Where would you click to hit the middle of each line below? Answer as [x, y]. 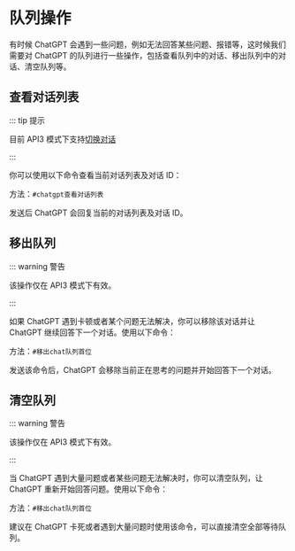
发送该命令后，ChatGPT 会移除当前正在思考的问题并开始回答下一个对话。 [143, 369]
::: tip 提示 [27, 120]
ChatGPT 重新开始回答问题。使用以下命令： [89, 489]
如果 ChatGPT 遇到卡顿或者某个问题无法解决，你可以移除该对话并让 [132, 321]
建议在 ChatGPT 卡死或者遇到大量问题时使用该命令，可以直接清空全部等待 [144, 527]
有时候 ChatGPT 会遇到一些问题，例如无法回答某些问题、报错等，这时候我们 [148, 44]
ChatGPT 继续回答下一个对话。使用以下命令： [93, 332]
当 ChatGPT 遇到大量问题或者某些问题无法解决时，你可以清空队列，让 [136, 478]
